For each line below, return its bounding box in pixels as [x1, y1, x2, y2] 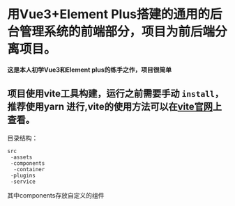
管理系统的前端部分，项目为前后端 [20, 24, 215, 40]
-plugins [10, 172, 36, 179]
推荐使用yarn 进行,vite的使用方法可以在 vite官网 [7, 101, 213, 113]
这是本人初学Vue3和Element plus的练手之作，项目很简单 [7, 65, 172, 74]
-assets [10, 154, 33, 161]
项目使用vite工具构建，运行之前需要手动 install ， [7, 88, 225, 100]
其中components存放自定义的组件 [7, 191, 105, 199]
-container [13, 166, 45, 173]
